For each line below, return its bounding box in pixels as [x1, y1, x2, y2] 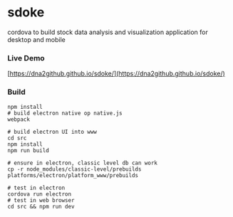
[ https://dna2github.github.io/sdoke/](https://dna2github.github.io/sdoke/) [7, 69, 226, 78]
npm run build [7, 147, 50, 154]
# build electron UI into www [7, 128, 98, 135]
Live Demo [7, 53, 45, 63]
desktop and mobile [7, 35, 66, 43]
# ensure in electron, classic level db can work [7, 159, 158, 166]
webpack [7, 115, 31, 123]
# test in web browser [7, 196, 75, 203]
